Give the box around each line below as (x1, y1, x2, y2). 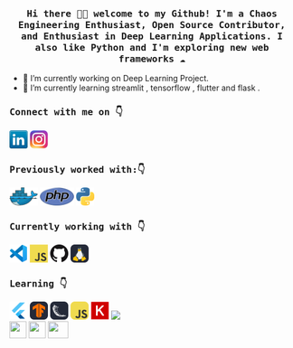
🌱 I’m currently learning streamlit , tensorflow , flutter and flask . (22, 82, 260, 93)
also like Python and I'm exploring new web (34, 42, 269, 53)
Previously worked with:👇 (9, 164, 146, 175)
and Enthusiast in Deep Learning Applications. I (21, 30, 283, 42)
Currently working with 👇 (9, 221, 146, 232)
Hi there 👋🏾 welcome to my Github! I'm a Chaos (26, 7, 278, 20)
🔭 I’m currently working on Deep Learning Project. (22, 73, 210, 84)
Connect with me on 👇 (9, 107, 124, 118)
